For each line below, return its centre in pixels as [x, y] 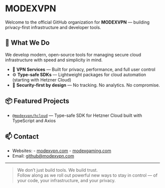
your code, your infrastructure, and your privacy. [66, 181]
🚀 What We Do [27, 43]
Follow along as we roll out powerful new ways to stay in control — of [87, 175]
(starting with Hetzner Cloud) [42, 80]
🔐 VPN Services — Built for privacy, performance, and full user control [84, 69]
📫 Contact [22, 136]
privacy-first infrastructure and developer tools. [53, 27]
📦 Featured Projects [37, 101]
